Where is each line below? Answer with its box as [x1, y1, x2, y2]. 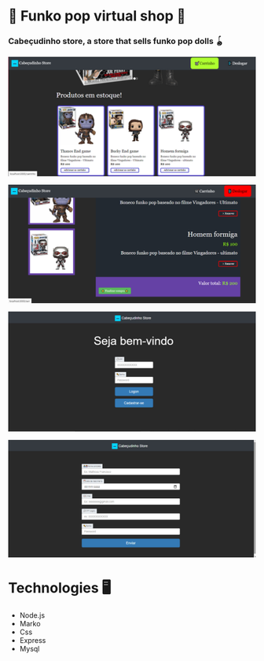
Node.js [19, 611, 46, 620]
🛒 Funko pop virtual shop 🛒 [8, 7, 186, 25]
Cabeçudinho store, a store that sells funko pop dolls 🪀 [8, 35, 224, 46]
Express [19, 636, 46, 645]
